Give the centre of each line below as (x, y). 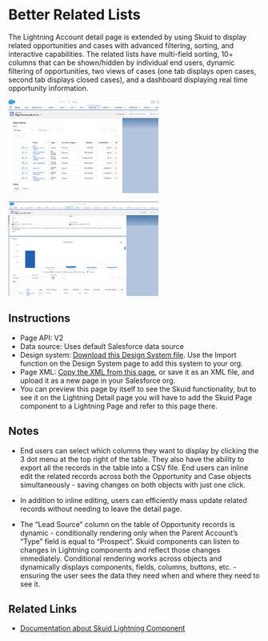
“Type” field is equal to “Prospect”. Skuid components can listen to (130, 541)
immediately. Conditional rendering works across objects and (121, 558)
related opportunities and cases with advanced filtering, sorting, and (121, 45)
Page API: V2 (42, 338)
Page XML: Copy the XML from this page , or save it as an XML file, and (137, 371)
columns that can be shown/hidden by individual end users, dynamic (122, 63)
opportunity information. (48, 88)
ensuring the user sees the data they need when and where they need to (140, 575)
